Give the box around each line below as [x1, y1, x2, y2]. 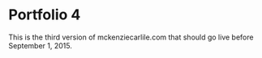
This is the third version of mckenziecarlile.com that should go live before [8, 32, 254, 42]
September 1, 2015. [8, 40, 73, 50]
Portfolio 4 [8, 6, 81, 24]
